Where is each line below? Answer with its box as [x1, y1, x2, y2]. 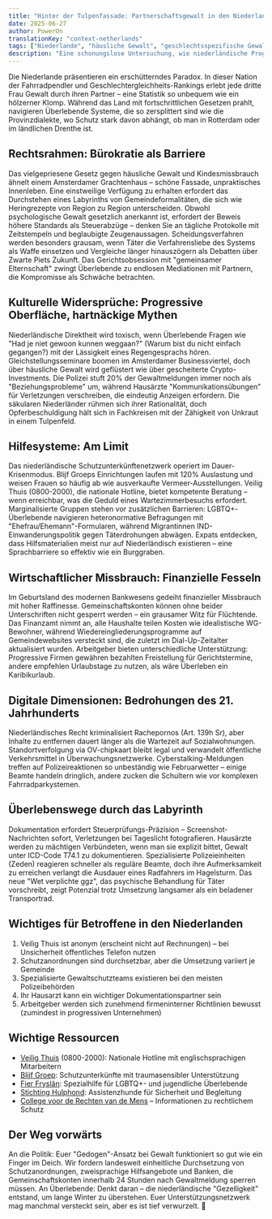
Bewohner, [8, 627, 45, 637]
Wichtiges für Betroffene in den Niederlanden [8, 917, 244, 931]
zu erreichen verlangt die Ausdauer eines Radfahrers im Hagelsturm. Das [8, 868, 253, 877]
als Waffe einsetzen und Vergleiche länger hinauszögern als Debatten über [8, 246, 258, 256]
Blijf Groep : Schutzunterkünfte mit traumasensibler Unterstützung [19, 1070, 240, 1079]
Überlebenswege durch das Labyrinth [8, 803, 204, 816]
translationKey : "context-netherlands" [8, 34, 143, 43]
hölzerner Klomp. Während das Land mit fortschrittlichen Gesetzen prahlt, [8, 98, 255, 107]
